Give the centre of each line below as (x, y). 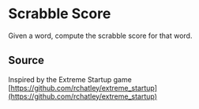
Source (26, 60)
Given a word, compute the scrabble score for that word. (100, 36)
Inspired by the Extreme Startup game (70, 79)
